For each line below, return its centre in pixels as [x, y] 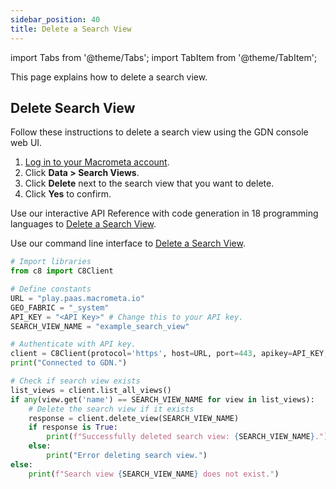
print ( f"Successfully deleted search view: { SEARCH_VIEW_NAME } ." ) [187, 437]
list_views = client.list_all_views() [91, 390]
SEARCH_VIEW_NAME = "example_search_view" [100, 326]
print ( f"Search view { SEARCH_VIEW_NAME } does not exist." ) [154, 474]
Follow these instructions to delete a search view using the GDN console [159, 132]
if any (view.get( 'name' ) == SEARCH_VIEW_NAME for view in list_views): [162, 399]
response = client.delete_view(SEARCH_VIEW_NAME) [134, 418]
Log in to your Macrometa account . [97, 162]
